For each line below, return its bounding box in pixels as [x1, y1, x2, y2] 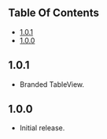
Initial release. [19, 123, 65, 133]
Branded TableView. [19, 79, 85, 89]
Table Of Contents [8, 6, 100, 20]
